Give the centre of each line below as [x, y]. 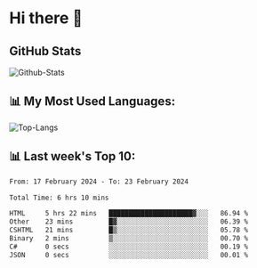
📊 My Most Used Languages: [92, 102]
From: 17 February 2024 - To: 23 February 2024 [99, 182]
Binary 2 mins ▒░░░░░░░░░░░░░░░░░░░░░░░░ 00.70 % [129, 239]
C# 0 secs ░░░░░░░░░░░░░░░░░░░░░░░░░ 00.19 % [129, 247]
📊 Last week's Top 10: [72, 156]
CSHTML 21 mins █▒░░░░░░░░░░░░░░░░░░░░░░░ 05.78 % [129, 231]
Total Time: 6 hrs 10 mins [59, 198]
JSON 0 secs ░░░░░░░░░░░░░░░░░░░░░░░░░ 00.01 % [129, 255]
